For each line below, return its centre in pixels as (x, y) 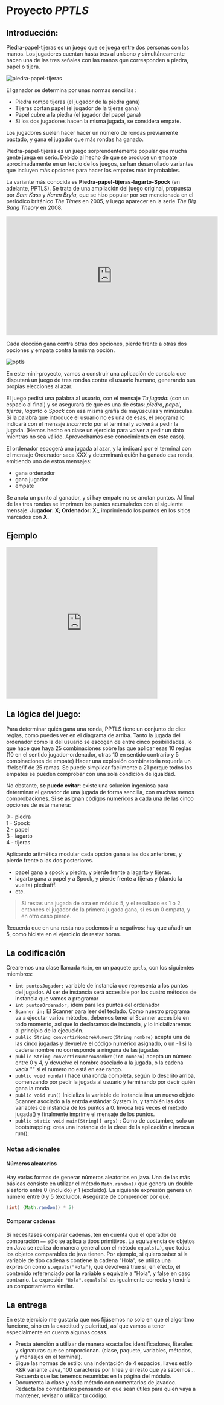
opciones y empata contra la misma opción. (61, 350)
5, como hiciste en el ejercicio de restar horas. (64, 934)
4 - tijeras (18, 842)
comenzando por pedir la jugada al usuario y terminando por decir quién (105, 1082)
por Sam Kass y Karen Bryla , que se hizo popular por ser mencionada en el (100, 195)
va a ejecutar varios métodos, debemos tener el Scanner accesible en (102, 1018)
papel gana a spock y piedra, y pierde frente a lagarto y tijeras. (93, 872)
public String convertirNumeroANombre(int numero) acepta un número (103, 1057)
